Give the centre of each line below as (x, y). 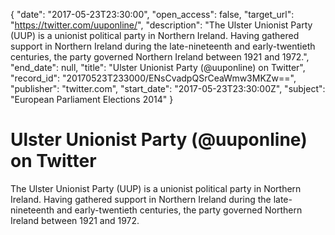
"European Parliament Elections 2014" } (92, 99)
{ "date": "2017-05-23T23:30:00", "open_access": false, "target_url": (152, 14)
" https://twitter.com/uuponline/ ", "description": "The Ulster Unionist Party (161, 25)
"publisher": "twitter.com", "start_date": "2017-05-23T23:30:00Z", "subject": (168, 88)
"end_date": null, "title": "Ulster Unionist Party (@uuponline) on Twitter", (158, 67)
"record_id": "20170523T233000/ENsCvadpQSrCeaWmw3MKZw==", (153, 78)
